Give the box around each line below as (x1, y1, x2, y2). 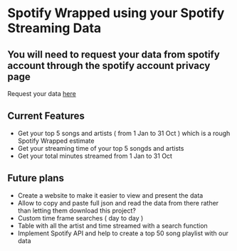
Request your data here (7, 90, 76, 97)
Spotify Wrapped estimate (17, 137, 95, 145)
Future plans (7, 172, 64, 184)
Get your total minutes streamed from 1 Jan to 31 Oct (17, 151, 173, 160)
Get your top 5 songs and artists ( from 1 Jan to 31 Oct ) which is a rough (17, 129, 231, 137)
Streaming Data (7, 20, 102, 36)
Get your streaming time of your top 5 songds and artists (17, 144, 184, 152)
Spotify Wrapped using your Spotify (7, 5, 225, 21)
